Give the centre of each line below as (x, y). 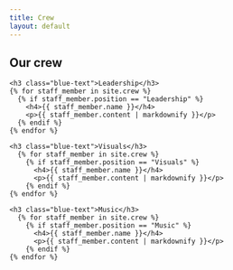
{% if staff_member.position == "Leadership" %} (111, 99)
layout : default (40, 26)
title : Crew (32, 18)
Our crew (36, 63)
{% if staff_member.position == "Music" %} (109, 226)
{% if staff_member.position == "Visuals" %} (113, 163)
